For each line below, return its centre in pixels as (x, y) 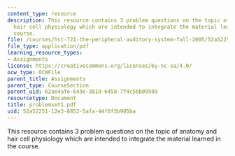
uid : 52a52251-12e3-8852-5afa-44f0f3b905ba (72, 111)
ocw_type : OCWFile (34, 72)
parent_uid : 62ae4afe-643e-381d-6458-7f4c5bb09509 (83, 92)
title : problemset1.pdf (42, 105)
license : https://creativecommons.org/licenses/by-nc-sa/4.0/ (100, 66)
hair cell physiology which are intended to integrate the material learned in (114, 139)
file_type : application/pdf (48, 46)
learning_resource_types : (45, 53)
